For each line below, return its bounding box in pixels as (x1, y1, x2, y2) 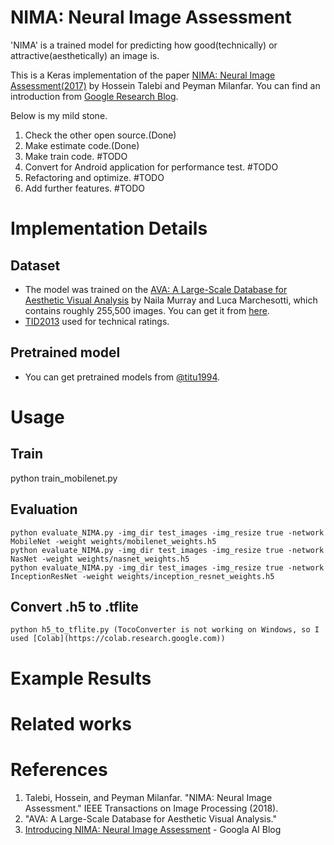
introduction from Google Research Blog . (10, 90, 179, 102)
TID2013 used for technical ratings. (24, 315, 170, 327)
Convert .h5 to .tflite (10, 598, 139, 615)
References (10, 758, 108, 781)
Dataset (10, 257, 61, 274)
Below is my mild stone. (10, 109, 108, 121)
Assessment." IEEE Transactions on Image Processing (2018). (24, 802, 279, 814)
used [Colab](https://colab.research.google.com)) (10, 634, 226, 644)
